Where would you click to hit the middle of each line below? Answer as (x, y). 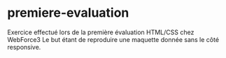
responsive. (24, 47)
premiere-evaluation (68, 13)
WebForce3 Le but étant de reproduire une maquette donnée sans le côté (113, 39)
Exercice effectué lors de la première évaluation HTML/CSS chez (101, 32)
